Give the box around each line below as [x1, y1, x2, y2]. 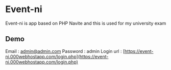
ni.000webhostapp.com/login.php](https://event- [5, 53, 109, 59]
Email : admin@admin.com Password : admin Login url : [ [5, 48, 125, 54]
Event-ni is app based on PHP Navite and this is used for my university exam [5, 20, 166, 26]
